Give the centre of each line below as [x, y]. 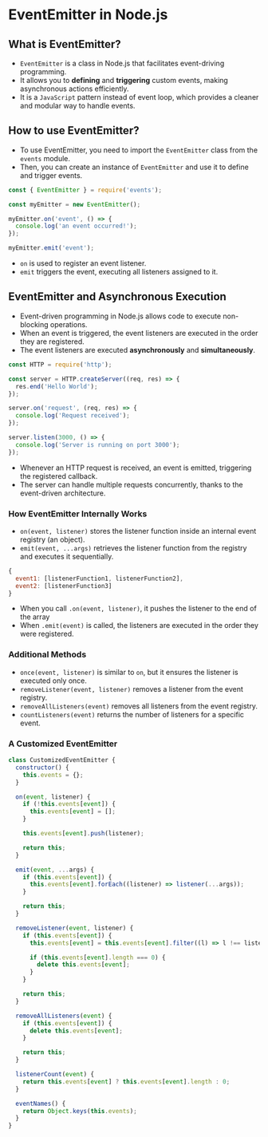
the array [35, 617]
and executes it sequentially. [67, 556]
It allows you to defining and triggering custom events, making [124, 80]
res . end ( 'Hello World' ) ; [57, 386]
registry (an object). [52, 539]
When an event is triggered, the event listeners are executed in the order [139, 333]
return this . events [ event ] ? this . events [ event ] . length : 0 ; [126, 1082]
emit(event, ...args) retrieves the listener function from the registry [133, 547]
